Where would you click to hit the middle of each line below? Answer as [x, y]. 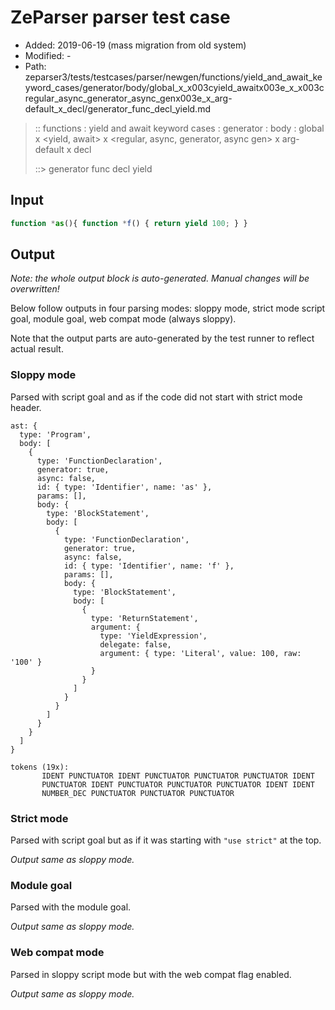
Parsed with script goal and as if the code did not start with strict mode [156, 397]
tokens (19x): [40, 767]
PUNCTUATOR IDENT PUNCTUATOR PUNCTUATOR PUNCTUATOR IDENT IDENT [178, 784]
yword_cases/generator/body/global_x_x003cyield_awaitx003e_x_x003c [174, 87]
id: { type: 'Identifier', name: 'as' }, [124, 487]
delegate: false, [135, 644]
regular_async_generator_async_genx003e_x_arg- [128, 98]
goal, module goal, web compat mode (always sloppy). [123, 319]
